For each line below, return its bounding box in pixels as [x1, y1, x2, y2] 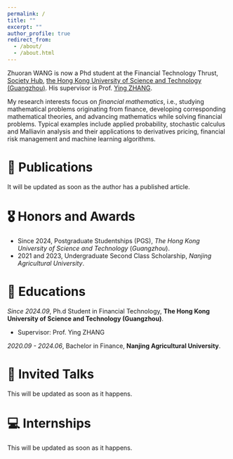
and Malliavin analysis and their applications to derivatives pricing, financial [7, 127, 226, 136]
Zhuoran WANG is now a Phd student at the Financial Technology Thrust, [7, 68, 219, 77]
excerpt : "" [7, 23, 42, 30]
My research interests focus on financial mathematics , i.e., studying [7, 97, 205, 105]
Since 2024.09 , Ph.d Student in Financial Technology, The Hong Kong [7, 306, 211, 315]
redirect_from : [7, 37, 52, 44]
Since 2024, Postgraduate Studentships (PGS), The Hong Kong [17, 236, 200, 245]
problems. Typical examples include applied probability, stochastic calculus [7, 119, 226, 128]
